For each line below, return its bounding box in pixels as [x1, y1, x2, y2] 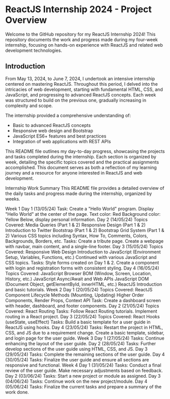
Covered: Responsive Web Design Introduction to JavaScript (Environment [5, 249, 161, 255]
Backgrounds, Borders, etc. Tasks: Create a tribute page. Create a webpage [5, 238, 164, 244]
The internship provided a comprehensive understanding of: [5, 112, 131, 118]
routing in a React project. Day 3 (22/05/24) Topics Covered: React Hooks [5, 313, 160, 319]
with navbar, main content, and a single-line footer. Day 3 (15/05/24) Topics [5, 243, 163, 249]
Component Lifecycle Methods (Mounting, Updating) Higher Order [5, 292, 144, 298]
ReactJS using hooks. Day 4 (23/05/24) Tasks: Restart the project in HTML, [5, 324, 163, 330]
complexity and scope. [5, 103, 53, 109]
